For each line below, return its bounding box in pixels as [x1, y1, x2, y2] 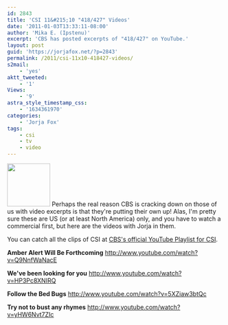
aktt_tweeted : [7, 74, 48, 81]
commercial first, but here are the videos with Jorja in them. [7, 222, 176, 230]
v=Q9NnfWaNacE [7, 256, 57, 264]
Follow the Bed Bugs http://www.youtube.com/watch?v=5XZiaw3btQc [7, 290, 207, 298]
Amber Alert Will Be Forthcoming [7, 249, 104, 256]
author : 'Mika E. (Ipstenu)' [7, 29, 91, 36]
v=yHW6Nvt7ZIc [7, 311, 54, 318]
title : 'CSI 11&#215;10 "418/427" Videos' [7, 16, 130, 23]
